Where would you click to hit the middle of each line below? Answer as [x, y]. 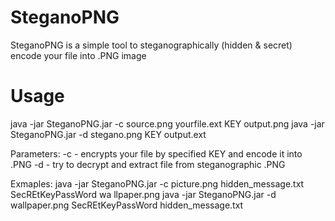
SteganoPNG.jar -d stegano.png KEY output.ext [108, 134]
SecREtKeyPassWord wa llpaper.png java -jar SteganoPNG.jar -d [143, 194]
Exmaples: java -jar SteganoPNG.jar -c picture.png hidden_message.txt [157, 183]
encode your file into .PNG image [78, 55]
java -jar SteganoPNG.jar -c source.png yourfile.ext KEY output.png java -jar [167, 123]
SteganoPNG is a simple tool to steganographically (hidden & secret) [151, 45]
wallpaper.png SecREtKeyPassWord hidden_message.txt [127, 205]
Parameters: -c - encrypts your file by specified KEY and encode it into [156, 153]
